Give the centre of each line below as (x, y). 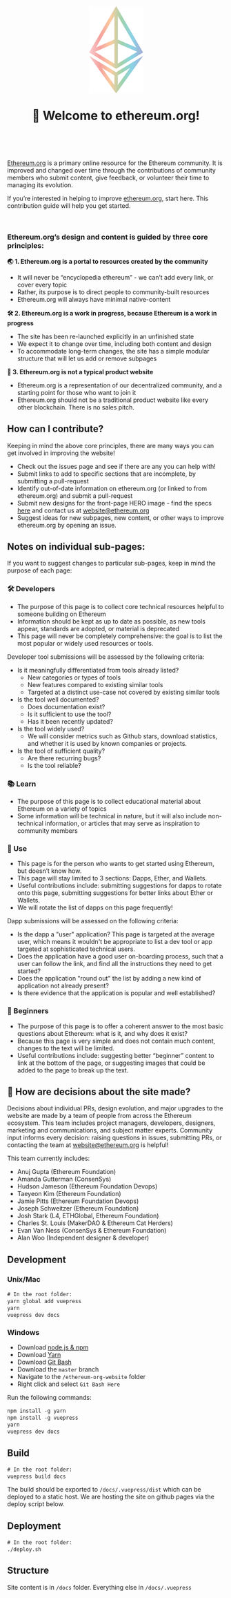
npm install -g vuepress (43, 1418)
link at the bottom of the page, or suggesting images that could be (111, 1063)
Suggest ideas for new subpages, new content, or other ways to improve (120, 517)
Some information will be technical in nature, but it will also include (112, 816)
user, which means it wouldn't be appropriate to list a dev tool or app (114, 942)
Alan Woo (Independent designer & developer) (83, 1238)
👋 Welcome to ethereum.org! (116, 116)
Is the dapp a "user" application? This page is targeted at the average (116, 934)
